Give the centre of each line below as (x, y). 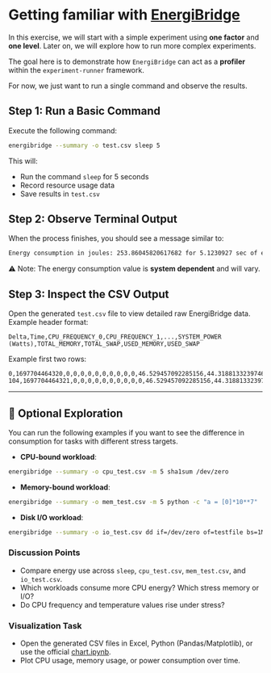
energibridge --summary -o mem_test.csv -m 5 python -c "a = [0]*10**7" (133, 502)
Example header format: (48, 322)
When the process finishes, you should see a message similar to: (116, 238)
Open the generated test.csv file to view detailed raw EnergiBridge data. (129, 313)
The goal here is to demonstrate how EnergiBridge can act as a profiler (127, 61)
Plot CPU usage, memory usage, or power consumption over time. (130, 661)
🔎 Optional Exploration (66, 413)
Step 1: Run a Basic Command (85, 111)
